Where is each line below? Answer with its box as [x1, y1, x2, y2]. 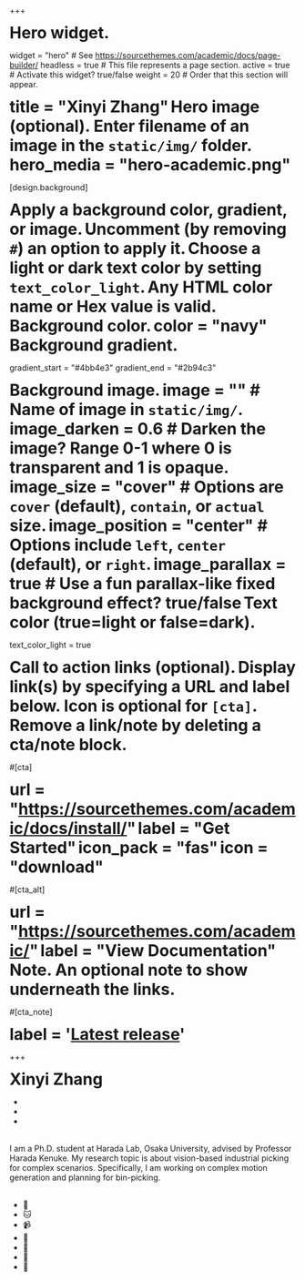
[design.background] [9, 182, 88, 192]
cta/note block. [9, 735, 127, 755]
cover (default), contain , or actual [9, 496, 265, 516]
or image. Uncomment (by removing [9, 219, 287, 239]
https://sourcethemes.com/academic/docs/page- [95, 50, 281, 60]
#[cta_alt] [9, 884, 46, 895]
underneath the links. [9, 980, 176, 1000]
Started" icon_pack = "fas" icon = [9, 838, 269, 858]
